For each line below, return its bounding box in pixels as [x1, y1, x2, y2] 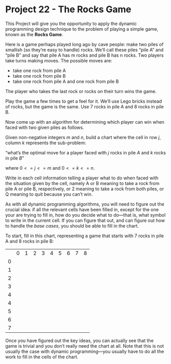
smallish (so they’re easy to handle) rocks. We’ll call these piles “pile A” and [5, 47, 164, 53]
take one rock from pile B [12, 73, 66, 79]
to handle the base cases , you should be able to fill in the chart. [5, 222, 139, 229]
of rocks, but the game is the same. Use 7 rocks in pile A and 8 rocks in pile [5, 103, 164, 109]
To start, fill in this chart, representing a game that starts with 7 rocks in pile [5, 233, 164, 239]
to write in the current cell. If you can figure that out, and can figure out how [5, 217, 165, 223]
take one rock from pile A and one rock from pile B [12, 78, 119, 84]
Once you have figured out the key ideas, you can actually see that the [5, 337, 154, 344]
